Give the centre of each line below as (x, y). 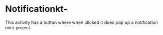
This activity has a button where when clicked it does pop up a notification (81, 22)
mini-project (18, 27)
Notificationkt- (36, 9)
